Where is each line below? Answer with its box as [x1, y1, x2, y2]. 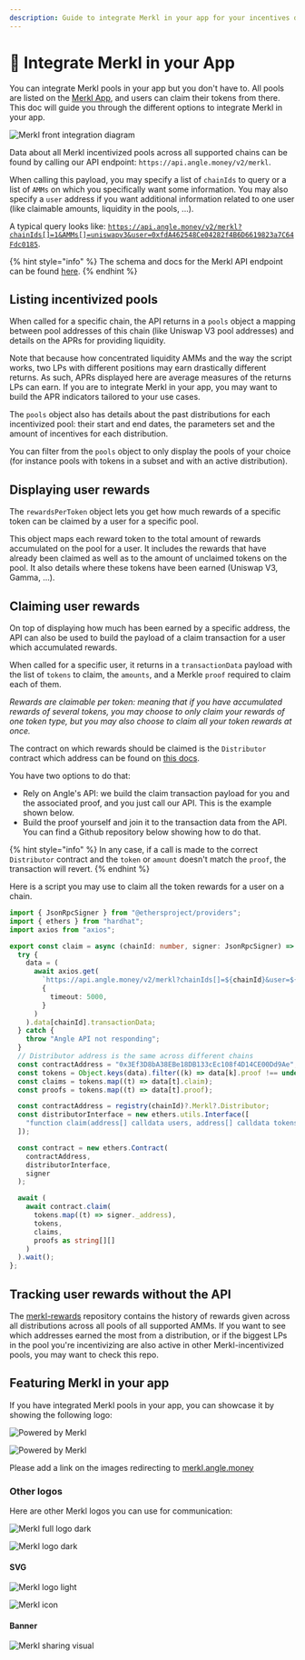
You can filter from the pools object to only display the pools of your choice [9, 446, 291, 457]
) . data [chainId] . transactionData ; [25, 1017, 156, 1027]
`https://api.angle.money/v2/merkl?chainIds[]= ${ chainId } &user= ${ [42, 975, 299, 985]
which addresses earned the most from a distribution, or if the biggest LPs [9, 1329, 288, 1341]
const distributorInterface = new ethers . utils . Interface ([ [17, 1110, 250, 1119]
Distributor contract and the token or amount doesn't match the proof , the [9, 854, 287, 865]
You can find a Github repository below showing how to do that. [22, 826, 261, 837]
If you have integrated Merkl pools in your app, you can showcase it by [9, 1399, 275, 1410]
